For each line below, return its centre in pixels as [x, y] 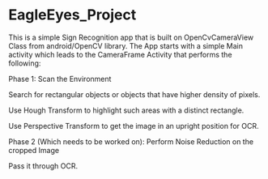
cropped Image [34, 150]
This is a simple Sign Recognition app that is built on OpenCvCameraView [131, 37]
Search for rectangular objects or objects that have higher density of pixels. [134, 94]
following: [25, 63]
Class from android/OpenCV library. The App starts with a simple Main [125, 45]
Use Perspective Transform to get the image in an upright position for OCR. [134, 126]
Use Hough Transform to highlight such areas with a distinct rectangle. [126, 110]
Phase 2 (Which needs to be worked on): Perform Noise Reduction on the [131, 141]
